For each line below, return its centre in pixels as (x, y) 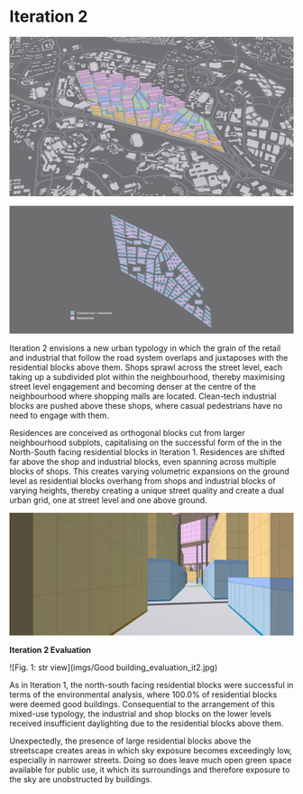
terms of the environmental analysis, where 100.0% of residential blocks (143, 695)
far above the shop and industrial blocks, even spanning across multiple (143, 462)
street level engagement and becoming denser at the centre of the (133, 387)
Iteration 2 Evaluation (50, 649)
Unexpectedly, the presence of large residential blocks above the (130, 741)
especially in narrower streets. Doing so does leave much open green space (151, 760)
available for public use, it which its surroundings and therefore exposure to (150, 770)
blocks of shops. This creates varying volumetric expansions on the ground (150, 471)
